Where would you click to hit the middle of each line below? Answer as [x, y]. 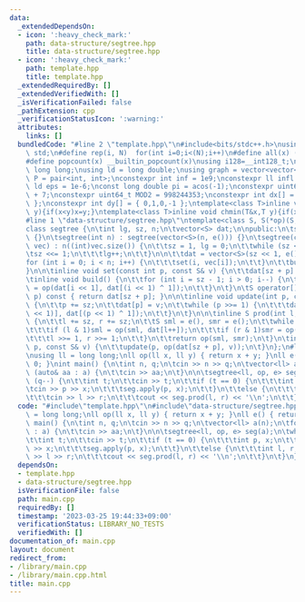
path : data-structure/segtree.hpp [91, 43]
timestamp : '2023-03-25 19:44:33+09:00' [95, 516]
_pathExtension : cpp [56, 111]
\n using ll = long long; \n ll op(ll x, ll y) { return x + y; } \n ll [156, 355]
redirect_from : [38, 558]
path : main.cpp [46, 499]
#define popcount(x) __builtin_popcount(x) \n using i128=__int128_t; [158, 161]
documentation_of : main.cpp [63, 541]
